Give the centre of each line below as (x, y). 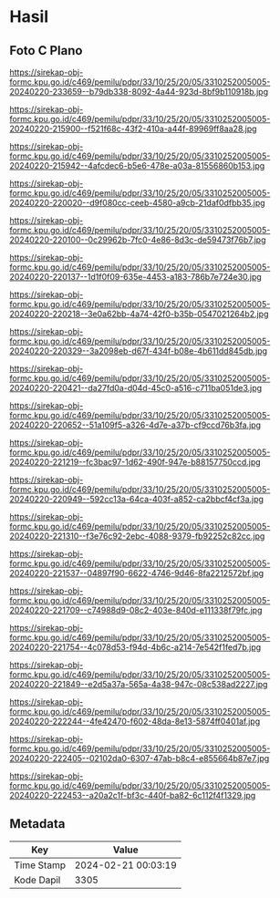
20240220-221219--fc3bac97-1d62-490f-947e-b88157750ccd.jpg (135, 462)
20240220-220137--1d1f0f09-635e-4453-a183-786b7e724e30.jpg (135, 277)
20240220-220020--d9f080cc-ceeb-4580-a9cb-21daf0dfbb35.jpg (138, 203)
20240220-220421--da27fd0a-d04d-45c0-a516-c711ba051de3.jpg (136, 388)
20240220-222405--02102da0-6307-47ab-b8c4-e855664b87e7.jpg (140, 758)
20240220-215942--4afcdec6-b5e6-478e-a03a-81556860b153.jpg (137, 165)
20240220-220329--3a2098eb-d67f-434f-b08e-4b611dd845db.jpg (138, 351)
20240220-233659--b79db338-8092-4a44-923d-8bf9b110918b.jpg (139, 92)
